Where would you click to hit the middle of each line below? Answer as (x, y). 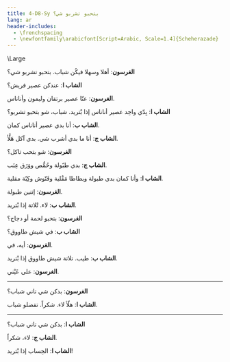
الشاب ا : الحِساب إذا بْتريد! (40, 351)
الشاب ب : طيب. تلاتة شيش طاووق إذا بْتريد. (62, 258)
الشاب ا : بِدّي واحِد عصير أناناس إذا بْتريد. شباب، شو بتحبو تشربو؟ (89, 112)
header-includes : (32, 26)
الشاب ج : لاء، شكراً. (32, 338)
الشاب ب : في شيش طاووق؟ (43, 231)
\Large (16, 58)
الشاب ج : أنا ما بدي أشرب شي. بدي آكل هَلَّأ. (63, 139)
